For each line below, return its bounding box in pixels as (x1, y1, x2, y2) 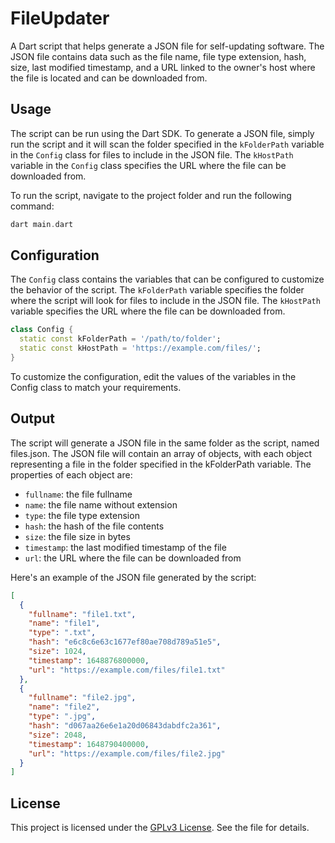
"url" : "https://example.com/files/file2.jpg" (28, 748, 226, 759)
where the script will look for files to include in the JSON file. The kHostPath (10, 295, 321, 307)
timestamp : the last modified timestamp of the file (24, 541, 227, 553)
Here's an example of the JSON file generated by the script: (10, 571, 257, 583)
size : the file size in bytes (24, 530, 131, 542)
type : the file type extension (24, 509, 140, 521)
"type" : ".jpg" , (28, 712, 97, 722)
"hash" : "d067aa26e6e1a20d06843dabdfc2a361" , (28, 721, 222, 731)
